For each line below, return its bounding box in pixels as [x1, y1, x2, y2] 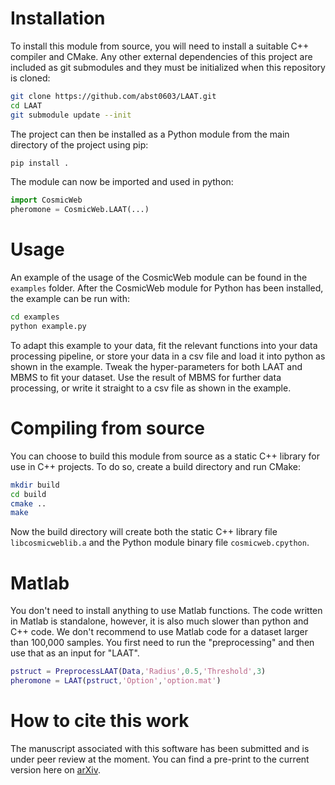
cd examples [10, 312, 60, 322]
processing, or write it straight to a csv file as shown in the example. [10, 382, 292, 394]
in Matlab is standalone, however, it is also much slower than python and [10, 615, 309, 627]
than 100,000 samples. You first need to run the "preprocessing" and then [10, 637, 315, 649]
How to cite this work [10, 710, 190, 732]
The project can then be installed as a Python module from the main [10, 128, 290, 140]
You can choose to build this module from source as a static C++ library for [10, 450, 321, 462]
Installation [10, 7, 106, 30]
